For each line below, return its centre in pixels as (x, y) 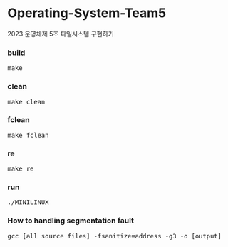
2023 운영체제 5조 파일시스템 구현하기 (61, 34)
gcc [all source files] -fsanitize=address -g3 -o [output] (115, 236)
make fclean (28, 135)
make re (21, 169)
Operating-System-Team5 (87, 13)
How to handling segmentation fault (71, 221)
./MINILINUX (28, 202)
